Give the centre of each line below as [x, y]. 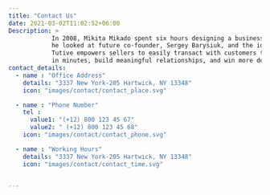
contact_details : [37, 68]
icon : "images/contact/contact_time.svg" [93, 164]
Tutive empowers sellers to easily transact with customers [154, 53]
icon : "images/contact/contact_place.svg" [95, 90]
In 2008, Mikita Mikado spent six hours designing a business [157, 38]
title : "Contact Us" [43, 16]
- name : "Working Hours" [59, 149]
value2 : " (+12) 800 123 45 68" [84, 128]
